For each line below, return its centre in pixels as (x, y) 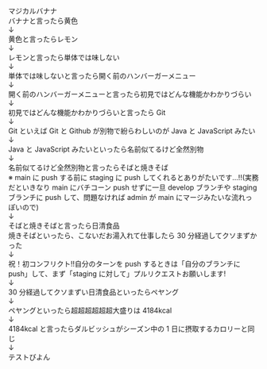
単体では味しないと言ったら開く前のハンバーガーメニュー (102, 76)
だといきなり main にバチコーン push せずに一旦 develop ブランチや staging (133, 187)
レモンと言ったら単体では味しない (64, 58)
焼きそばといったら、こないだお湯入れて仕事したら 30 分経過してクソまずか (133, 235)
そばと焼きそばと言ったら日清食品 (64, 225)
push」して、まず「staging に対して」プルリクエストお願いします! (117, 274)
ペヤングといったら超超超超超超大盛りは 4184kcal (90, 310)
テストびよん (29, 357)
